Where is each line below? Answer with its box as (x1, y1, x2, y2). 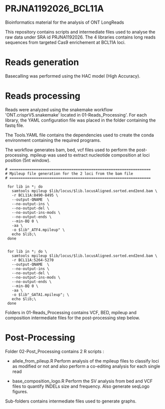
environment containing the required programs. (5, 137, 101, 143)
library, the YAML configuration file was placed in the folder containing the (5, 117, 156, 123)
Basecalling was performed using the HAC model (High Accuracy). (5, 73, 140, 79)
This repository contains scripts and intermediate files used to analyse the (5, 29, 156, 35)
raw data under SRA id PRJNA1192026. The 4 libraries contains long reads (5, 34, 156, 40)
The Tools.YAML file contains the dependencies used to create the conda (5, 132, 154, 138)
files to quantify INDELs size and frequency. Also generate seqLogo (12, 383, 150, 389)
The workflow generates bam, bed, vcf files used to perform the (5, 147, 135, 153)
